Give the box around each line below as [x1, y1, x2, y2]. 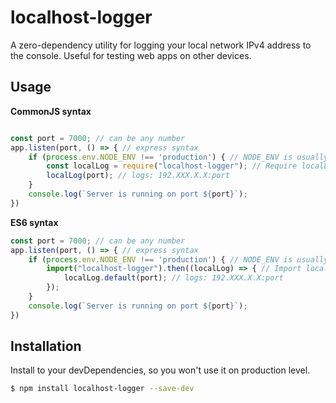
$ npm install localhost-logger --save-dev [10, 384, 195, 394]
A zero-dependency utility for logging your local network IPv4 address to [10, 39, 312, 51]
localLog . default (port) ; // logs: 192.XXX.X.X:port [63, 273, 284, 283]
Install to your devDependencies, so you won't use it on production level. [10, 364, 311, 376]
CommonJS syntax [10, 105, 92, 117]
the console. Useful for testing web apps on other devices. [10, 49, 252, 61]
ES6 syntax [10, 216, 59, 228]
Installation [10, 338, 82, 355]
